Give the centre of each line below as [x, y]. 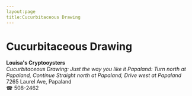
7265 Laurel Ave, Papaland [39, 82]
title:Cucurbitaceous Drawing [44, 17]
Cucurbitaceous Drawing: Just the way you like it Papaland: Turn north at [96, 69]
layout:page [21, 12]
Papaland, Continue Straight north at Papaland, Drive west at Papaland [94, 75]
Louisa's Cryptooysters [36, 63]
